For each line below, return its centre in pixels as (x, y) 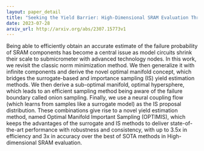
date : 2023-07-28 (28, 23)
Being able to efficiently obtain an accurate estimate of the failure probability (102, 46)
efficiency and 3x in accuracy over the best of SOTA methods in (86, 136)
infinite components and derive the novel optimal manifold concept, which (99, 72)
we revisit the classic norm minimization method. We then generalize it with (100, 65)
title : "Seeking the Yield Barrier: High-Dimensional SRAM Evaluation (97, 18)
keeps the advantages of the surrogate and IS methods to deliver (87, 123)
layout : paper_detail (34, 12)
